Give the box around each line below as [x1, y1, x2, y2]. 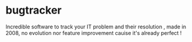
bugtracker [5, 4, 62, 17]
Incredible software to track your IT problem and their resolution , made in [5, 23, 187, 30]
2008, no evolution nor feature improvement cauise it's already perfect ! [5, 29, 182, 36]
